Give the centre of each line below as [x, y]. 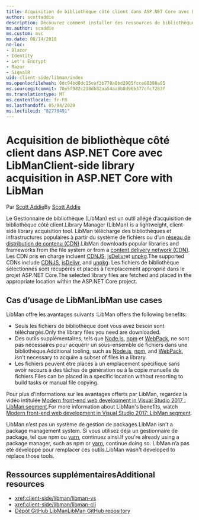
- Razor [16, 67]
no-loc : [16, 45]
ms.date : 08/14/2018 [32, 39]
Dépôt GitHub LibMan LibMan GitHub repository [73, 511]
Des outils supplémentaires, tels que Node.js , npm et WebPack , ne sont [102, 339]
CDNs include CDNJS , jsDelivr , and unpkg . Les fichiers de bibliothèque [93, 263]
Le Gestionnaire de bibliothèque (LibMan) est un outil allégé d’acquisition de [99, 218]
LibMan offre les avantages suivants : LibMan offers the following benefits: [97, 314]
